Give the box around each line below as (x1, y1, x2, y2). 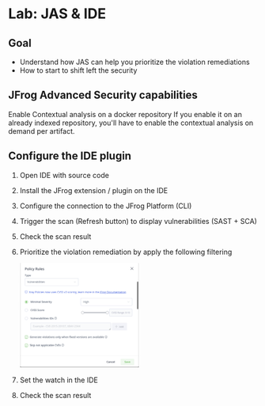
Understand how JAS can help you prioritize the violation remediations (19, 57, 251, 66)
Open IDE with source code (19, 170, 109, 180)
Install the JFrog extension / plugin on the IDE (19, 185, 168, 195)
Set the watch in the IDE (19, 375, 99, 385)
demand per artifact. (8, 126, 75, 135)
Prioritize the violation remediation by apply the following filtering (19, 247, 233, 256)
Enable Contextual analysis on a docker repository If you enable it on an (8, 109, 243, 119)
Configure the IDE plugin (8, 150, 132, 163)
